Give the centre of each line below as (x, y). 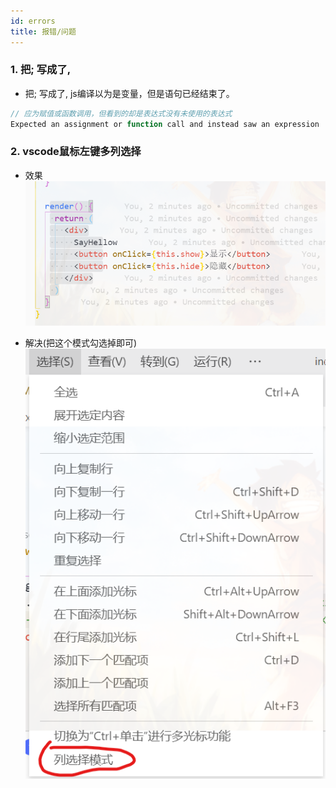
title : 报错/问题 (43, 31)
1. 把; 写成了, (41, 70)
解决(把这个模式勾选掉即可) (81, 342)
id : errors (33, 21)
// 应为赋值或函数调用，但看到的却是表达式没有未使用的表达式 (121, 113)
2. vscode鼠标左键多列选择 (76, 152)
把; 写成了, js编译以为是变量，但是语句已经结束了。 (129, 93)
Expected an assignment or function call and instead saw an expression (165, 124)
